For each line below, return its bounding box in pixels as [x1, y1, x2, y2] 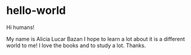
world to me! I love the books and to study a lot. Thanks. [6, 42, 146, 49]
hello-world [6, 4, 66, 18]
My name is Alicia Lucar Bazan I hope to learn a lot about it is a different [6, 35, 186, 42]
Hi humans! [6, 24, 35, 31]
